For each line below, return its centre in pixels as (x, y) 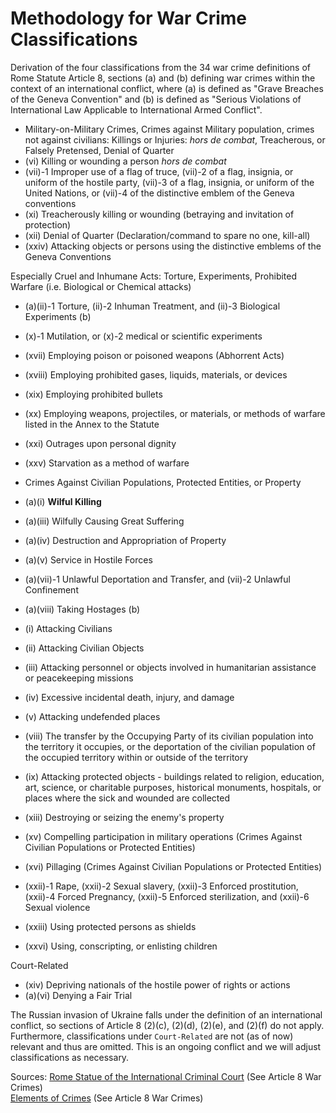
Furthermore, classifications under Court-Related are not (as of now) (152, 1036)
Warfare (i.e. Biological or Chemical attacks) (101, 286)
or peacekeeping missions (79, 678)
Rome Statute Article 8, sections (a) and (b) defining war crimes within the (163, 78)
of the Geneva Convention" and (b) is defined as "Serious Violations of (156, 99)
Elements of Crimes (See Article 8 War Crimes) (107, 1098)
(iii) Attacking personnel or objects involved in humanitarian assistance (170, 667)
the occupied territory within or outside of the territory (136, 757)
